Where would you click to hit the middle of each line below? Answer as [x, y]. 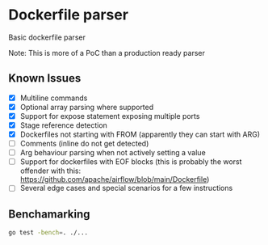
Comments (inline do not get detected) [84, 144]
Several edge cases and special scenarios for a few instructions [126, 188]
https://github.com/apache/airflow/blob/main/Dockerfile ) [115, 180]
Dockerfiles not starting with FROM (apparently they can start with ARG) [140, 134]
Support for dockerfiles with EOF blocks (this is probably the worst [131, 162]
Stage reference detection [63, 125]
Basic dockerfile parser [47, 37]
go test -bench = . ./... [48, 233]
